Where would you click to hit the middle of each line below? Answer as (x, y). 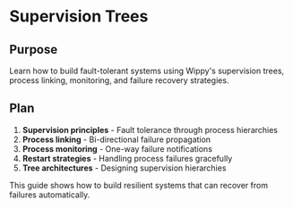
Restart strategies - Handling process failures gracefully (127, 158)
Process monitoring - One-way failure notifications (117, 148)
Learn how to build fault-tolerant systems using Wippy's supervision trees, (147, 71)
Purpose (34, 50)
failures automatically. (50, 195)
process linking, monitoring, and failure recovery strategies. (119, 80)
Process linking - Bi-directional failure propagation (116, 139)
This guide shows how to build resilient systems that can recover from (139, 185)
